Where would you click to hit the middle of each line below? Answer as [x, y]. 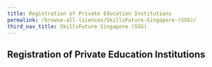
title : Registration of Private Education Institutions [89, 13]
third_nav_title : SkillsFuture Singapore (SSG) [77, 26]
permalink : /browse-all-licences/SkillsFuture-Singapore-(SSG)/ [102, 20]
